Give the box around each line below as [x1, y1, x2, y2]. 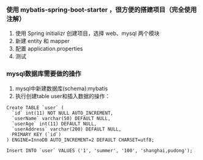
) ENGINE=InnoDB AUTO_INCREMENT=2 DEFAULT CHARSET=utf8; [6, 137, 155, 143]
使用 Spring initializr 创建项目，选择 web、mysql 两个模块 [15, 29, 160, 37]
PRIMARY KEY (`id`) [12, 131, 62, 137]
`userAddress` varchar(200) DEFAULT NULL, [12, 126, 122, 132]
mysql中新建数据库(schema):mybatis [15, 85, 108, 92]
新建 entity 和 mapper [15, 37, 70, 45]
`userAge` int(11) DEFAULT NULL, [12, 121, 97, 127]
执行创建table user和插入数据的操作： [15, 92, 111, 99]
